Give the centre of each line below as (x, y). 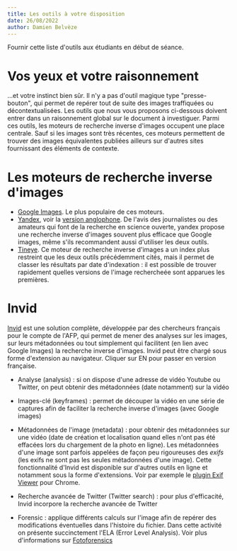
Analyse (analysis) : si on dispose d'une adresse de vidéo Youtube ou (119, 380)
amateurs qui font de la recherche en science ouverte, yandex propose (121, 227)
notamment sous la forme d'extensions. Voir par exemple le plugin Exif (120, 475)
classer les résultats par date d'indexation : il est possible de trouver (117, 265)
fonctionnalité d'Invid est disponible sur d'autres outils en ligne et (112, 468)
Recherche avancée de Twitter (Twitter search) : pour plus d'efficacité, (121, 496)
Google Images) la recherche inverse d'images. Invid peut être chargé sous (117, 351)
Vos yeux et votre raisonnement (103, 76)
